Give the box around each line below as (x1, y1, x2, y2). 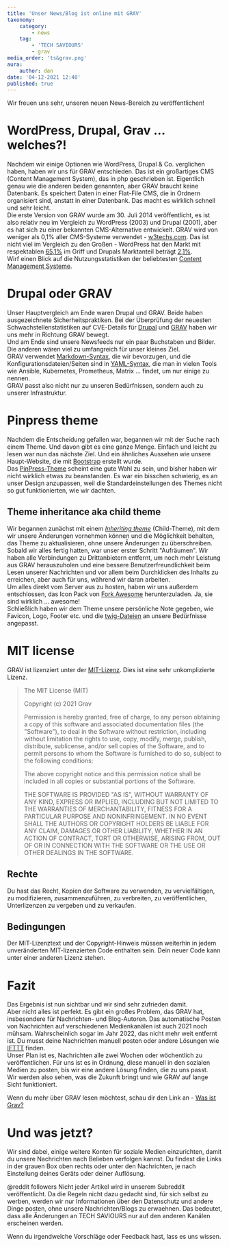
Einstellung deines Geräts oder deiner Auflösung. (7, 1170, 146, 1178)
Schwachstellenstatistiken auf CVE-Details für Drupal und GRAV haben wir (7, 323, 217, 332)
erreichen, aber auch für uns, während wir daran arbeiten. (7, 575, 171, 583)
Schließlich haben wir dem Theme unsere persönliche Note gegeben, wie (7, 604, 214, 613)
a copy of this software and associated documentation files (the (23, 720, 204, 728)
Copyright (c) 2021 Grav (23, 700, 92, 708)
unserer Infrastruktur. (7, 388, 67, 397)
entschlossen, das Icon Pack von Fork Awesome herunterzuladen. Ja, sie (7, 590, 213, 598)
